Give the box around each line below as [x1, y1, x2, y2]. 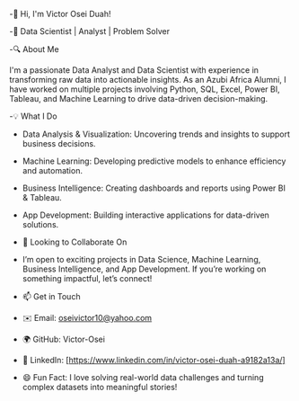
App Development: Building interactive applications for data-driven [22, 209, 269, 220]
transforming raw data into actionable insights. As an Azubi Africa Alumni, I [9, 75, 287, 85]
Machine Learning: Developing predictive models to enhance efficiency [22, 156, 286, 166]
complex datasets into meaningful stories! [22, 382, 178, 392]
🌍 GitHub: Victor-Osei [22, 334, 106, 344]
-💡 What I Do [9, 111, 57, 121]
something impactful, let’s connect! [22, 273, 153, 283]
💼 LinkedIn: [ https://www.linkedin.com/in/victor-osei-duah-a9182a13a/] [22, 355, 286, 365]
